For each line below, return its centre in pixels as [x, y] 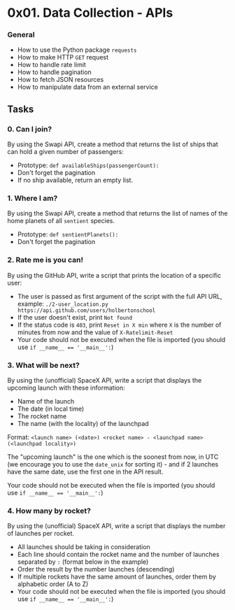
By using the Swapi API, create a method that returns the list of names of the [117, 213]
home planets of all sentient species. [61, 221]
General [21, 35]
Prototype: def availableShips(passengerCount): [88, 165]
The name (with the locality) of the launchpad [83, 424]
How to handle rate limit [51, 65]
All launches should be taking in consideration [84, 547]
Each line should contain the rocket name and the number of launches [118, 555]
